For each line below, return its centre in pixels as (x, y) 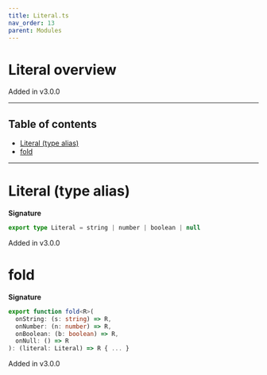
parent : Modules (35, 30)
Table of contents (52, 124)
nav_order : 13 (32, 23)
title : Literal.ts (39, 15)
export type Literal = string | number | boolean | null (104, 228)
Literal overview (62, 70)
